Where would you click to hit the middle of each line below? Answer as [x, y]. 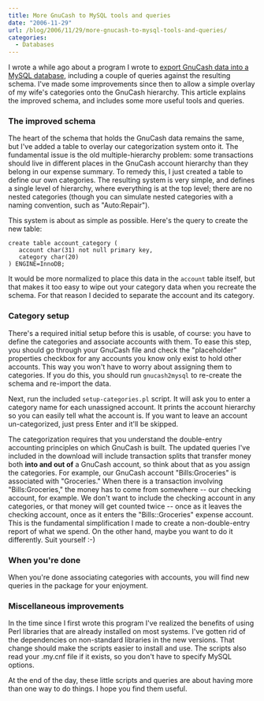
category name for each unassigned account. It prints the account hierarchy [132, 407]
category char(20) [49, 257]
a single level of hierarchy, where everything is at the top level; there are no [130, 188]
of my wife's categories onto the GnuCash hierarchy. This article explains [127, 92]
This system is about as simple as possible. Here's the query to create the [128, 221]
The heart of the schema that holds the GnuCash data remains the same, [126, 138]
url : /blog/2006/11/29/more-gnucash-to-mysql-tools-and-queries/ [117, 30]
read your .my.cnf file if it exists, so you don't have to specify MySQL [120, 657]
